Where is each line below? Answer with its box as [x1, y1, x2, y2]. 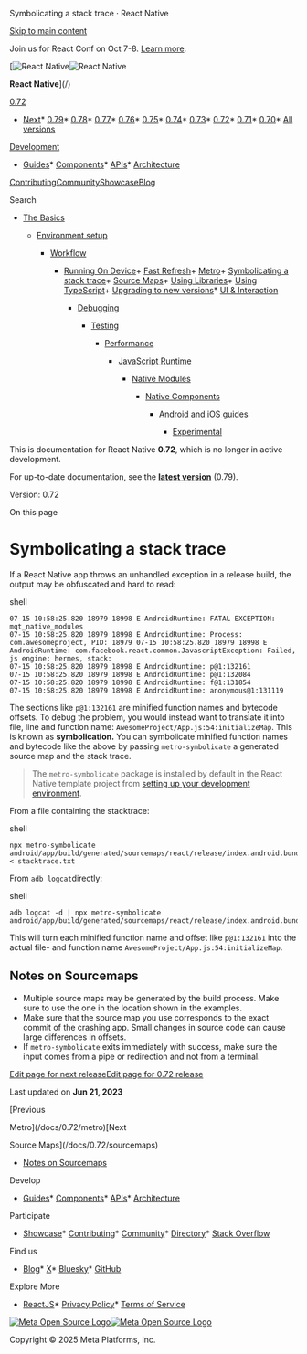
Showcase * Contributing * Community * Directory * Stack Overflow [22, 1228, 270, 1239]
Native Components [144, 391, 221, 401]
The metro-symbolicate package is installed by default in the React [31, 767, 283, 779]
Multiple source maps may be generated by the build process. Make [22, 992, 280, 1003]
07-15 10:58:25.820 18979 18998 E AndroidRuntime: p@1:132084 [9, 670, 251, 679]
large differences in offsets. [22, 1031, 127, 1042]
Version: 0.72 [9, 489, 59, 500]
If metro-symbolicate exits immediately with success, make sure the [22, 1041, 278, 1052]
